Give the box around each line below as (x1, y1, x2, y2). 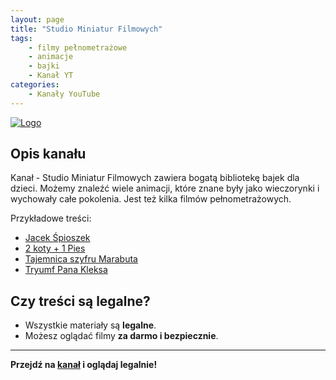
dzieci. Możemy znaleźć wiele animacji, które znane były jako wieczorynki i (10, 182, 320, 195)
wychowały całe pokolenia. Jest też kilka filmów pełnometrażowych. (10, 193, 292, 205)
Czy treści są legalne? (10, 292, 151, 310)
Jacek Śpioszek (24, 232, 91, 244)
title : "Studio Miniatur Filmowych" (10, 24, 163, 34)
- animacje (28, 52, 74, 62)
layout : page (10, 14, 65, 25)
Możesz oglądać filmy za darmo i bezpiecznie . (24, 330, 219, 342)
